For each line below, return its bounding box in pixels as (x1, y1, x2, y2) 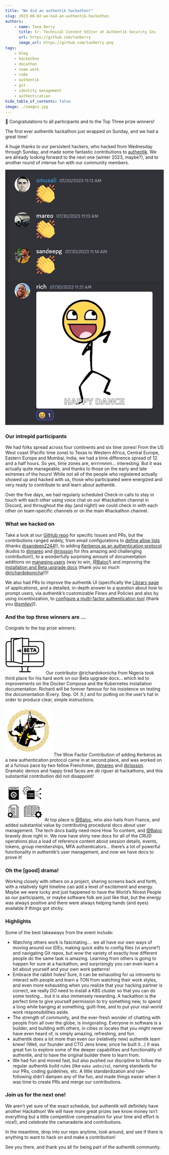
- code (14, 72, 28, 77)
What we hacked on (5, 521, 55, 528)
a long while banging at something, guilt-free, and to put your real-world (12, 1003, 162, 1009)
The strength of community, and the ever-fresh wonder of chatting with (12, 1014, 161, 1021)
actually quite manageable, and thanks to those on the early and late (5, 466, 147, 472)
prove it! (5, 854, 23, 860)
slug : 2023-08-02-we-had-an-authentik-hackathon (5, 13, 109, 19)
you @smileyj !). (5, 600, 37, 607)
